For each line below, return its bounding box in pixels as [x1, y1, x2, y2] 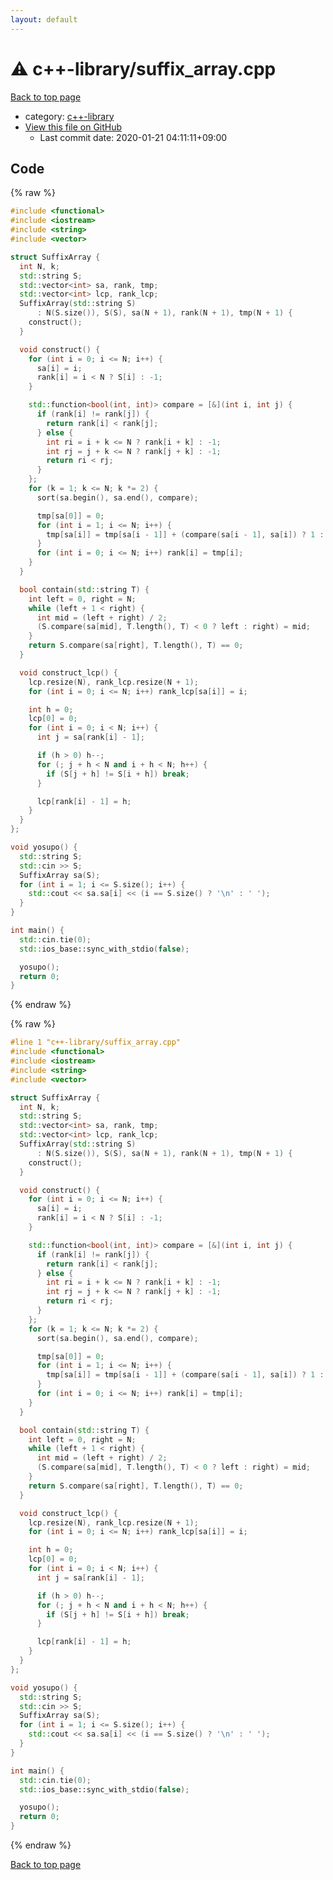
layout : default [10, 14, 78, 25]
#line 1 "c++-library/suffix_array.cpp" [10, 1037, 182, 1048]
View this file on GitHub [24, 121, 123, 133]
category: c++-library [24, 110, 115, 122]
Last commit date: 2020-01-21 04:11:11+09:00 [39, 131, 228, 143]
